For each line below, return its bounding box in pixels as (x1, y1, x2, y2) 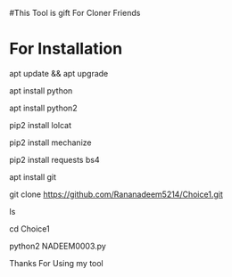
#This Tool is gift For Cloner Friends (9, 8, 141, 18)
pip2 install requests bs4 (9, 154, 100, 165)
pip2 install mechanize (9, 137, 92, 148)
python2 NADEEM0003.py (9, 240, 107, 251)
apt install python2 (9, 102, 78, 113)
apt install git (9, 171, 56, 182)
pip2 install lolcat (9, 119, 72, 130)
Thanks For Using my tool (9, 257, 104, 268)
